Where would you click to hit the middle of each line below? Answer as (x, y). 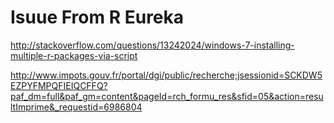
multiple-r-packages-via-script (74, 55)
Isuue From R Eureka (97, 17)
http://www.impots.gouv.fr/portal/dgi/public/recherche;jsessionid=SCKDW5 (166, 75)
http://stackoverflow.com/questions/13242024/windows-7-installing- (152, 45)
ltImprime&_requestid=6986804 (76, 107)
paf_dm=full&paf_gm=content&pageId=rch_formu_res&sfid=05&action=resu (167, 96)
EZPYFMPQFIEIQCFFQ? (59, 85)
